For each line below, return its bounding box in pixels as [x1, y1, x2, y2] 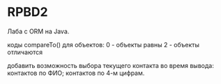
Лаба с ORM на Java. [7, 27, 70, 35]
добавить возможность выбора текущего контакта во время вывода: [7, 61, 214, 69]
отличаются [7, 48, 43, 56]
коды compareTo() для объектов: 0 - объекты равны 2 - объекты [7, 40, 200, 49]
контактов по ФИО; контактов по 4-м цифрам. [7, 69, 145, 77]
